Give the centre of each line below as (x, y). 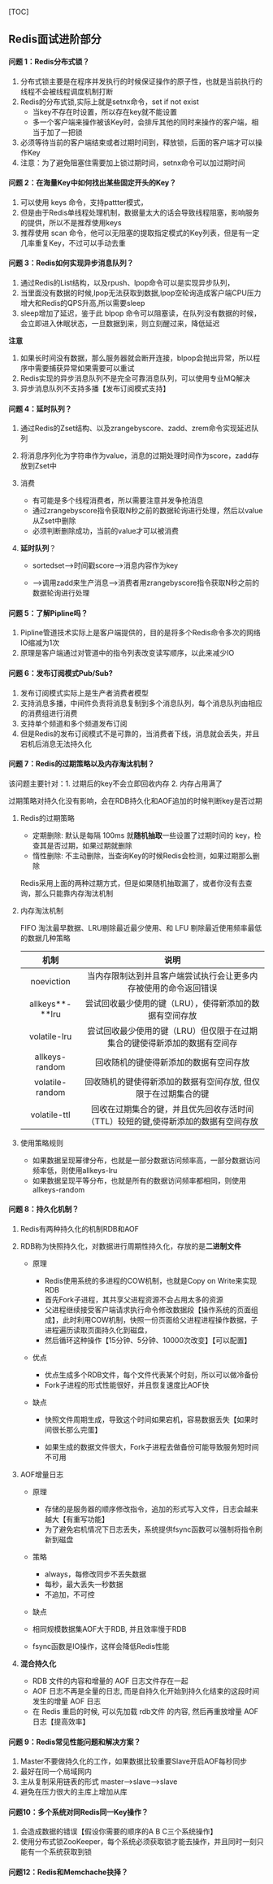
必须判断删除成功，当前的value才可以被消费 (106, 531)
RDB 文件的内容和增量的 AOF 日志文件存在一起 (110, 1681)
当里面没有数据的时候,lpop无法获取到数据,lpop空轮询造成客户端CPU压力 (141, 293)
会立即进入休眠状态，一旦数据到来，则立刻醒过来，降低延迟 (120, 323)
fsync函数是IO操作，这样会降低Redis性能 (101, 1646)
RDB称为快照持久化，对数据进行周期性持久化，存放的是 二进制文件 (131, 1246)
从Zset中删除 (54, 521)
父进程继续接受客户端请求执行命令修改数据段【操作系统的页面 (148, 1310)
